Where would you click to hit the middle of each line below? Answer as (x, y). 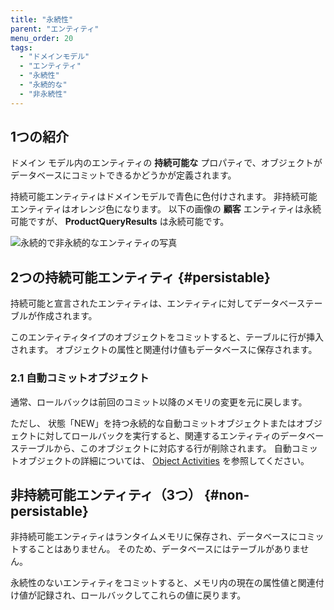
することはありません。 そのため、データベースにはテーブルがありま (159, 549)
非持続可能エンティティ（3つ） (106, 494)
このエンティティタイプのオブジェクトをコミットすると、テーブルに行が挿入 (167, 337)
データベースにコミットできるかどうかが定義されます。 (123, 175)
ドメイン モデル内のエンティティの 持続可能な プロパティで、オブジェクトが (166, 163)
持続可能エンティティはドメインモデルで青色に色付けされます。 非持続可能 (164, 197)
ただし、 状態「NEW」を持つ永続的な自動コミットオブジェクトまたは (153, 423)
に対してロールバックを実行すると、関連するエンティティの (158, 435)
